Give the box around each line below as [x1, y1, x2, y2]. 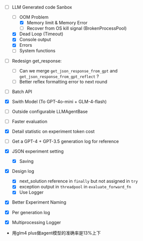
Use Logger [19, 189, 44, 195]
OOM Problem [19, 14, 49, 20]
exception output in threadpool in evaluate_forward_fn [19, 184, 132, 190]
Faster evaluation [11, 118, 48, 124]
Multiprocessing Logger [11, 219, 61, 225]
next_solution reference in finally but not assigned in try [19, 178, 138, 184]
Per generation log [11, 209, 50, 215]
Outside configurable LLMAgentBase [11, 108, 88, 114]
